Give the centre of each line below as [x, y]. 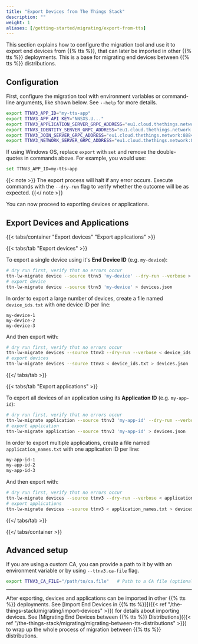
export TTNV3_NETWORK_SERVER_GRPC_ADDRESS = [60, 141]
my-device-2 [21, 321]
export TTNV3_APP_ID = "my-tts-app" [49, 113]
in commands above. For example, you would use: [85, 158]
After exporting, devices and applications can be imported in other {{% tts [96, 598]
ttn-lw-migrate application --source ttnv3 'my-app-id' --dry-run [89, 420]
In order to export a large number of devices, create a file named [85, 298]
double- [167, 152]
